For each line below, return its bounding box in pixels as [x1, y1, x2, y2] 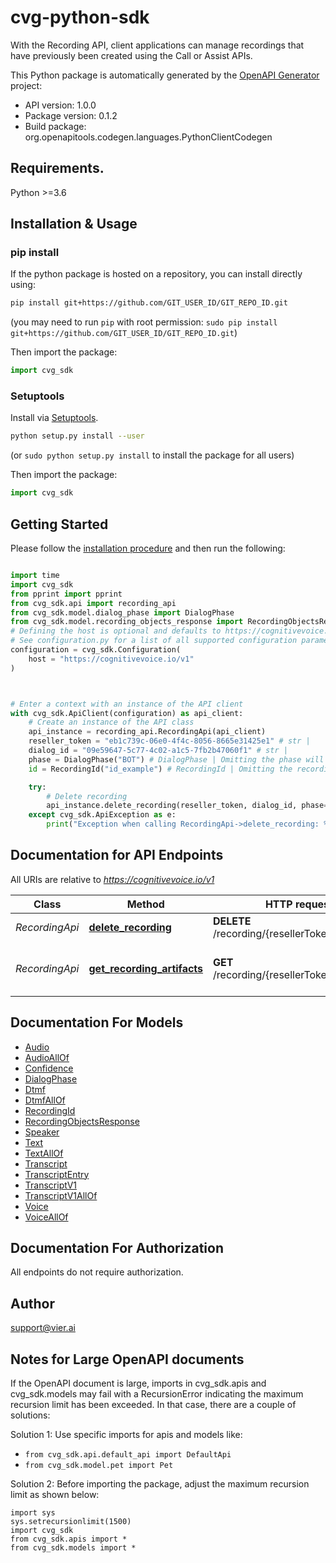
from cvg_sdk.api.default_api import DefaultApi [24, 1450, 232, 1460]
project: [10, 79, 43, 91]
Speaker [24, 1126, 60, 1138]
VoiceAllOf [24, 1211, 69, 1223]
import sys [10, 1508, 56, 1518]
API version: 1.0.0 [24, 99, 97, 111]
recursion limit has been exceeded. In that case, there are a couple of [10, 1399, 297, 1411]
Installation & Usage [10, 216, 138, 233]
